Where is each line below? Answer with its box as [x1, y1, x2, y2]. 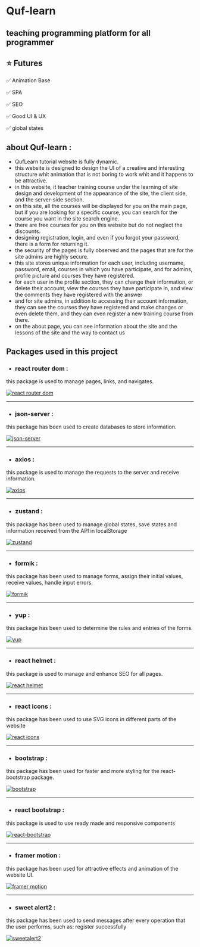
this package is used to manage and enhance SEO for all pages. [6, 670, 163, 677]
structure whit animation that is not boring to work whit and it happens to [14, 171, 193, 178]
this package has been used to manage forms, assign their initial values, [6, 573, 183, 580]
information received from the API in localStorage [6, 527, 127, 534]
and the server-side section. [14, 196, 85, 203]
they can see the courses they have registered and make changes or [14, 304, 183, 311]
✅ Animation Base [6, 77, 51, 84]
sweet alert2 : [14, 903, 56, 911]
